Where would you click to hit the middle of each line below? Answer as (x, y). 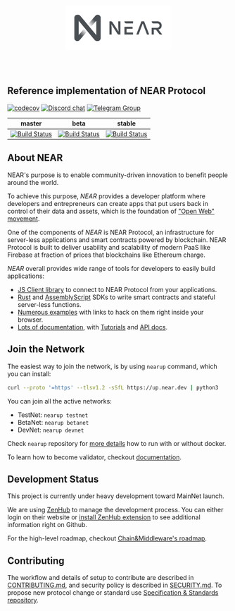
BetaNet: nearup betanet (53, 422)
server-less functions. (49, 304)
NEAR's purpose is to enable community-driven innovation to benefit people (118, 175)
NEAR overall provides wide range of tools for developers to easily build (112, 268)
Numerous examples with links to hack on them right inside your (110, 312)
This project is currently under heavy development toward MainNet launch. (116, 496)
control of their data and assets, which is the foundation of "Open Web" (111, 211)
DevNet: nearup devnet (51, 430)
